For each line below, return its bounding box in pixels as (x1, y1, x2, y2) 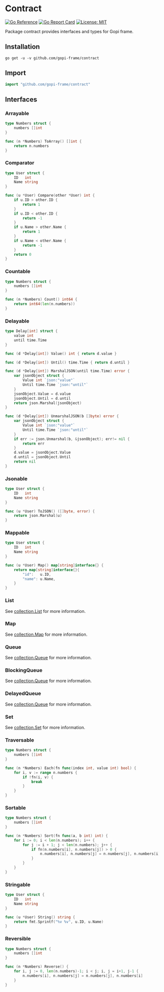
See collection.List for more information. (5, 608, 86, 614)
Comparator (5, 160, 35, 166)
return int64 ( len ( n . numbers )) (14, 302, 76, 306)
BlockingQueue (5, 667, 42, 674)
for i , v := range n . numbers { (14, 770, 78, 775)
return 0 (14, 252, 32, 257)
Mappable (5, 529, 30, 536)
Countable (5, 268, 31, 275)
